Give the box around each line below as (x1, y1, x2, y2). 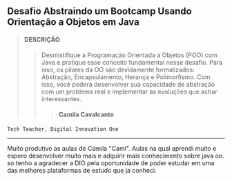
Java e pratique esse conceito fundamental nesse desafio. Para (41, 58, 223, 66)
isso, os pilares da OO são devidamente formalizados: (41, 65, 195, 74)
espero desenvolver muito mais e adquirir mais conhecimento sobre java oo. (7, 151, 224, 160)
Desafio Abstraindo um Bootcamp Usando (7, 6, 192, 17)
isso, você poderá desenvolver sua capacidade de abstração (41, 80, 215, 88)
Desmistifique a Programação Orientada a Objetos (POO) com (41, 51, 217, 59)
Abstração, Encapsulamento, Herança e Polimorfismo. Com (41, 72, 211, 81)
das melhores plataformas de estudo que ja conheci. (7, 166, 157, 174)
